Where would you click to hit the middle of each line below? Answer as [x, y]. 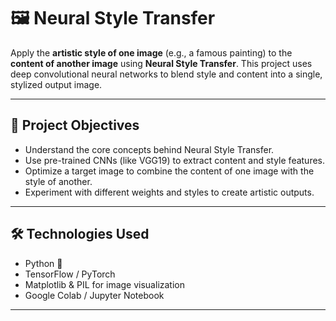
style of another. [58, 181]
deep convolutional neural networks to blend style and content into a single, [166, 74]
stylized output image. [56, 84]
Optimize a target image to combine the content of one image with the [169, 171]
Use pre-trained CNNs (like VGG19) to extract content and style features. [175, 160]
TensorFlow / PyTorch [70, 274]
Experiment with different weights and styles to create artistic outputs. [169, 192]
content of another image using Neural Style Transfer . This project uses [161, 63]
